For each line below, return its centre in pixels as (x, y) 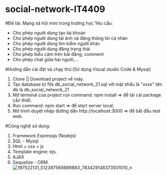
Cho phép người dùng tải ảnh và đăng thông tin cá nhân (70, 38)
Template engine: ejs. (35, 151)
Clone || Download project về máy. (48, 79)
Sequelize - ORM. (31, 162)
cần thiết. (22, 100)
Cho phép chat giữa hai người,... (45, 59)
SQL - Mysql (25, 141)
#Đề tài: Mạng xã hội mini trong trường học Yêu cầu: (59, 23)
